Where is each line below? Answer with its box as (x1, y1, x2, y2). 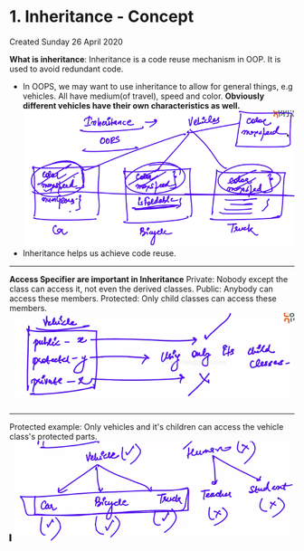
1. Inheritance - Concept (9, 6, 195, 27)
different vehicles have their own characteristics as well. (22, 100, 241, 110)
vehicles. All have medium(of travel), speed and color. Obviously (22, 90, 265, 101)
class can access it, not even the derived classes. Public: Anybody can (9, 283, 274, 295)
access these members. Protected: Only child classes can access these (9, 293, 278, 304)
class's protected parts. (9, 431, 98, 442)
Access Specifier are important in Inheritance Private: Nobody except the (9, 274, 289, 285)
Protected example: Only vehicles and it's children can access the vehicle (9, 421, 284, 432)
